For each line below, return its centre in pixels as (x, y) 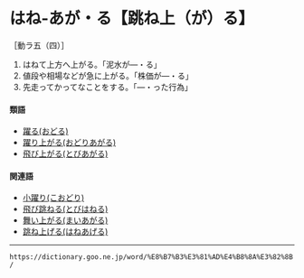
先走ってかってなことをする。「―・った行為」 (107, 87)
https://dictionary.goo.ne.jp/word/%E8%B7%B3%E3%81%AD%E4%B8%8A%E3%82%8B (152, 257)
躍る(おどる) (46, 131)
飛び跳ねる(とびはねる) (65, 209)
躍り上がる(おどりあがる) (69, 143)
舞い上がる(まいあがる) (65, 220)
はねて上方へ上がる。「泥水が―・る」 (92, 64)
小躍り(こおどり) (53, 198)
